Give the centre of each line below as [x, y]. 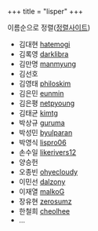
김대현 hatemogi [44, 44]
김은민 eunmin [41, 93]
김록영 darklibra [44, 54]
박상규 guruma [42, 123]
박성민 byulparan [45, 132]
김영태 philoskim [45, 83]
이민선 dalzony [42, 181]
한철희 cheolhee [44, 211]
